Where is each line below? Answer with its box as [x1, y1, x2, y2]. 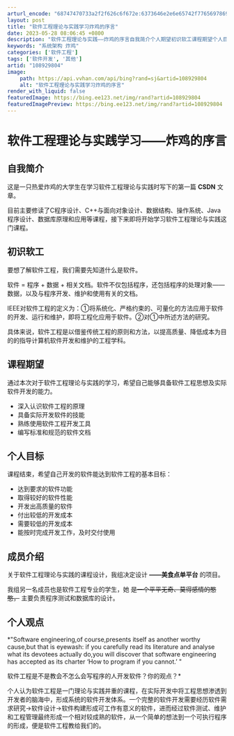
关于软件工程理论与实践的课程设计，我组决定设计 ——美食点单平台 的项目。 [7, 570, 224, 579]
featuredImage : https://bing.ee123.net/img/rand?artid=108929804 [7, 95, 201, 102]
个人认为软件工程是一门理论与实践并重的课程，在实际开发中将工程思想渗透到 [7, 687, 227, 695]
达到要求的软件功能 [17, 485, 73, 493]
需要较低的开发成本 [17, 519, 73, 528]
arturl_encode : [7, 10, 52, 17]
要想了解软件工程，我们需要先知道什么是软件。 [7, 265, 141, 274]
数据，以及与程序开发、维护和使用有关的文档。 [7, 289, 141, 297]
